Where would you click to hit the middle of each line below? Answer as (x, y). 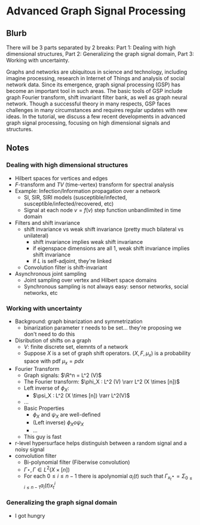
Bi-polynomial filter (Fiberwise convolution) (77, 462)
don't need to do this (49, 334)
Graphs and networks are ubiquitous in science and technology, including (97, 72)
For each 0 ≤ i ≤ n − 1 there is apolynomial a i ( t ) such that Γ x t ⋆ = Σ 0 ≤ (108, 477)
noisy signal (30, 449)
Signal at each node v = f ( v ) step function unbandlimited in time (102, 210)
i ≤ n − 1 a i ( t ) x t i (39, 486)
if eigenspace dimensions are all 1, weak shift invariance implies (111, 248)
